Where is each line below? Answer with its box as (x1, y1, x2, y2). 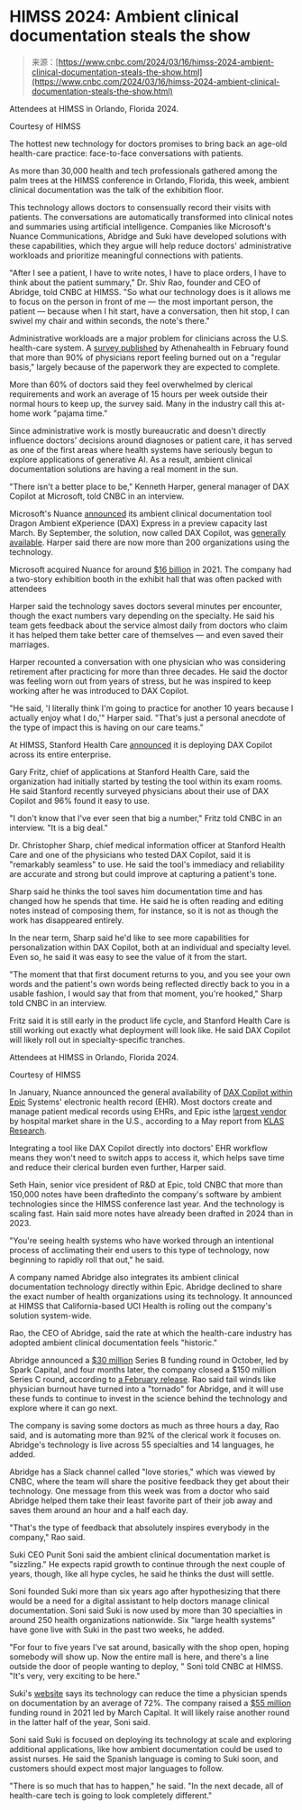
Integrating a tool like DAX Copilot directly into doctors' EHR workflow (9, 1142, 269, 1153)
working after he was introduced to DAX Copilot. (9, 685, 189, 696)
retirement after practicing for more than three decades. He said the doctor (9, 666, 288, 677)
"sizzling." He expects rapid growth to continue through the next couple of (9, 1558, 286, 1569)
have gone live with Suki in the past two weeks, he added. (9, 1624, 225, 1635)
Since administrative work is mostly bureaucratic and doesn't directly (9, 425, 267, 436)
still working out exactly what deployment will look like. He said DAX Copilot (9, 1024, 291, 1035)
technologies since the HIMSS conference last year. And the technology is (9, 1198, 285, 1209)
